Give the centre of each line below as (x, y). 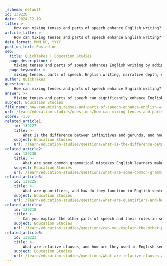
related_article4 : (24, 205)
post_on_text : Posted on (31, 47)
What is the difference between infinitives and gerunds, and (89, 135)
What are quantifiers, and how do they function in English (86, 191)
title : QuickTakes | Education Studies (51, 56)
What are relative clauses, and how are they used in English (89, 247)
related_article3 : (24, 177)
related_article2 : (24, 149)
